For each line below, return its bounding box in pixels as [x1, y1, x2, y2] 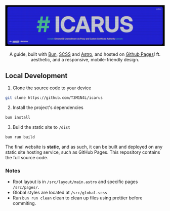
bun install [5, 115, 30, 120]
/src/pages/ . [12, 184, 39, 190]
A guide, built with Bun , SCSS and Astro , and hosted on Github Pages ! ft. [9, 51, 161, 57]
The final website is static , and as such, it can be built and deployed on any [5, 144, 163, 150]
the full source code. [5, 154, 49, 160]
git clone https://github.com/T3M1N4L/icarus [5, 95, 103, 100]
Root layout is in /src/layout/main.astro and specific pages [12, 179, 138, 185]
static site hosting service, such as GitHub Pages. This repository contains [5, 149, 160, 155]
